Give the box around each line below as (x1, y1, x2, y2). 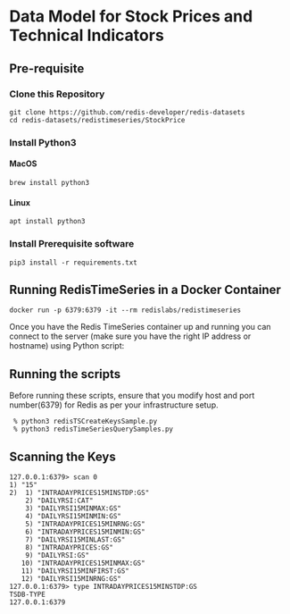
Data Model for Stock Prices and (9, 6, 253, 27)
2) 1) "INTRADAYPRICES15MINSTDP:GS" (9, 488, 150, 497)
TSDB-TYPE (9, 590, 46, 599)
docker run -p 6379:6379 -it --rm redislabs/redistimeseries (9, 306, 242, 315)
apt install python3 (9, 217, 87, 226)
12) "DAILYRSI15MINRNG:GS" (21, 574, 122, 583)
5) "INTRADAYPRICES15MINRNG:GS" (25, 519, 145, 528)
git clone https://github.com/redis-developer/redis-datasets (9, 107, 245, 117)
